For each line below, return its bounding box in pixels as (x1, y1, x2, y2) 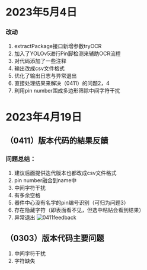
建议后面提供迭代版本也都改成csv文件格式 (14, 170, 117, 177)
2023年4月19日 (5, 110, 82, 123)
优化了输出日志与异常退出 (14, 72, 77, 80)
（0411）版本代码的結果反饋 (5, 136, 108, 146)
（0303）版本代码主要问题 (5, 233, 104, 243)
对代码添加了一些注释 (14, 58, 66, 65)
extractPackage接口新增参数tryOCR (14, 43, 102, 50)
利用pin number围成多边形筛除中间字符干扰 (14, 87, 120, 94)
